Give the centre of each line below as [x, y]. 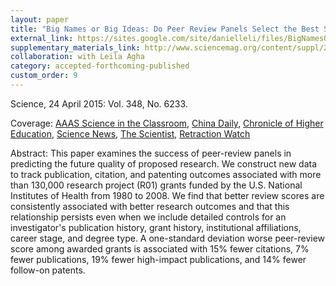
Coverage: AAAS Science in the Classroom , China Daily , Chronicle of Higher [167, 123]
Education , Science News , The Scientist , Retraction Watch [130, 133]
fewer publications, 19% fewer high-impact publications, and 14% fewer [158, 259]
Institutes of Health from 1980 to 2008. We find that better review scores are [167, 195]
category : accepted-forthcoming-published [100, 66]
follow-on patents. [48, 270]
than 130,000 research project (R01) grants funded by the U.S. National [156, 185]
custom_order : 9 [44, 76]
